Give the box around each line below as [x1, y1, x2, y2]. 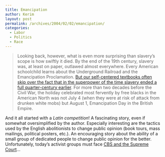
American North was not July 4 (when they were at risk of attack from [17, 95, 160, 101]
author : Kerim [5, 12, 35, 17]
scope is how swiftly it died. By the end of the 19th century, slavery [17, 58, 154, 64]
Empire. [17, 105, 33, 111]
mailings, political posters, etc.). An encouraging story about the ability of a [5, 130, 158, 136]
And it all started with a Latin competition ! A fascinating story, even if [5, 115, 145, 121]
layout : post [5, 16, 32, 21]
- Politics [9, 35, 32, 40]
